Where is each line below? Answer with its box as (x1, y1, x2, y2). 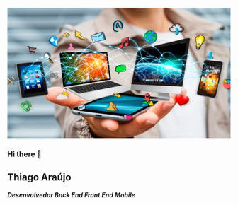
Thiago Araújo (7, 171, 72, 183)
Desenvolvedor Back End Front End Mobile (7, 191, 136, 199)
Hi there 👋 (7, 149, 42, 159)
